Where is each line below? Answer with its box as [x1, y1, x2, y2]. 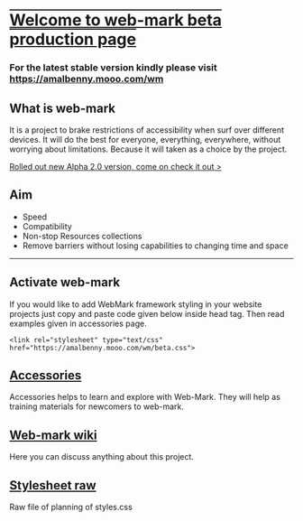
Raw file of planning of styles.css [9, 501, 133, 512]
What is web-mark [9, 100, 115, 116]
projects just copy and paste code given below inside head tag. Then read [9, 308, 285, 319]
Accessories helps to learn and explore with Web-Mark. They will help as [9, 392, 281, 403]
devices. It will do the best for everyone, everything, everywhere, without [9, 134, 281, 144]
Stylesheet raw [9, 478, 96, 493]
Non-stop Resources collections [22, 230, 142, 241]
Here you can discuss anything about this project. [9, 451, 194, 462]
